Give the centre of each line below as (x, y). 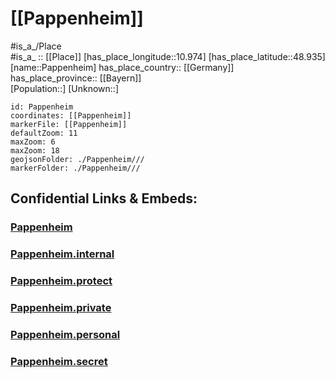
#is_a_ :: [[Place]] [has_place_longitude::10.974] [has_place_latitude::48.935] (168, 56)
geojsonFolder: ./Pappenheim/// (77, 159)
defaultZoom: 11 (44, 133)
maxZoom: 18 (35, 150)
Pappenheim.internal (62, 254)
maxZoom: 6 (33, 142)
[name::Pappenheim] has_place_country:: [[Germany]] (122, 67)
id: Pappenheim (42, 107)
